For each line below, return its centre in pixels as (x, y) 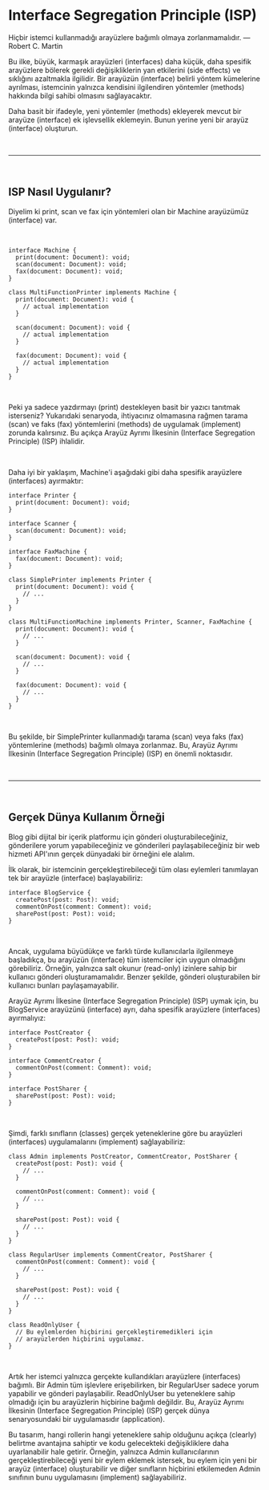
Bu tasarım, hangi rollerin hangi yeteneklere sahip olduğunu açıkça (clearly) (132, 1435)
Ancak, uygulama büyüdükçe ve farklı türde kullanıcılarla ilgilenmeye (121, 951)
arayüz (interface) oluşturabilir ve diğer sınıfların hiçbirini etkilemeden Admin (134, 1468)
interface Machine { (43, 250)
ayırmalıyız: (27, 1017)
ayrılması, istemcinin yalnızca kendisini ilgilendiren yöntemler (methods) (126, 87)
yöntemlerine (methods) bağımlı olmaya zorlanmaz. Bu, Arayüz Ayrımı (123, 745)
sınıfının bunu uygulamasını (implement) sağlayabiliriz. (97, 1477)
